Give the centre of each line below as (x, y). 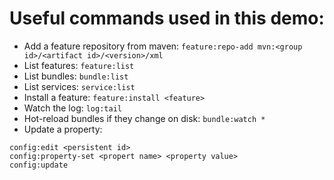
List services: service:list (79, 86)
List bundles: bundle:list (76, 76)
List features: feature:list (79, 65)
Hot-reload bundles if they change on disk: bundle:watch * (144, 118)
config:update (39, 165)
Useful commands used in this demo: (167, 18)
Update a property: (63, 129)
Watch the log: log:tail (72, 108)
